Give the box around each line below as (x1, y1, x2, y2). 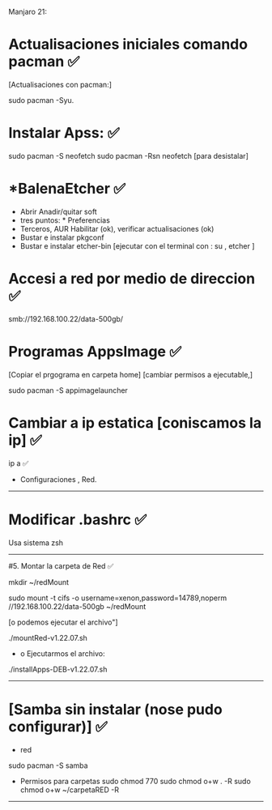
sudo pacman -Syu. (8, 95, 74, 104)
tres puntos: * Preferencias (19, 215, 111, 225)
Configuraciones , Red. (19, 474, 97, 484)
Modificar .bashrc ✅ (8, 510, 147, 529)
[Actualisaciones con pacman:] (8, 79, 112, 89)
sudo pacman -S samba (8, 761, 88, 770)
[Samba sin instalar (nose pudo (8, 700, 223, 718)
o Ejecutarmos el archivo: (19, 648, 105, 659)
